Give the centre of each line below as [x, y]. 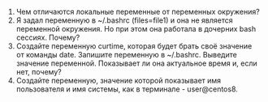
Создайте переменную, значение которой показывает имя [119, 81]
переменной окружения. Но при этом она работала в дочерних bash [136, 29]
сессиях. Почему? [48, 37]
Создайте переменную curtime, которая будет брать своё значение [134, 46]
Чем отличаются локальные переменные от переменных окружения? [138, 12]
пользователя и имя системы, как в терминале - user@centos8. [127, 89]
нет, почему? [39, 72]
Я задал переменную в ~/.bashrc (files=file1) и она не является [124, 20]
